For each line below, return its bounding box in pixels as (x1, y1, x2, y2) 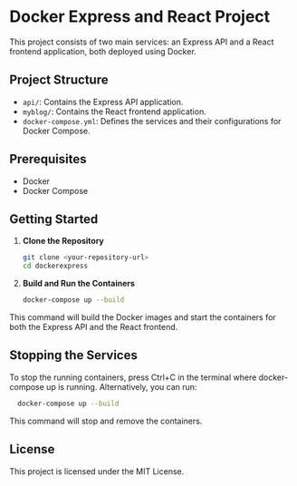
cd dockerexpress (22, 261, 89, 271)
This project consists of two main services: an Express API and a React (9, 36, 274, 47)
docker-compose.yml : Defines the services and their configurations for (22, 115, 282, 126)
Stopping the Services (9, 347, 138, 364)
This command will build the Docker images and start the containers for (9, 312, 276, 323)
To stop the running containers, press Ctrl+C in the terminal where (9, 372, 257, 383)
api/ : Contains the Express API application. (22, 96, 184, 107)
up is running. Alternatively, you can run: (46, 381, 197, 392)
